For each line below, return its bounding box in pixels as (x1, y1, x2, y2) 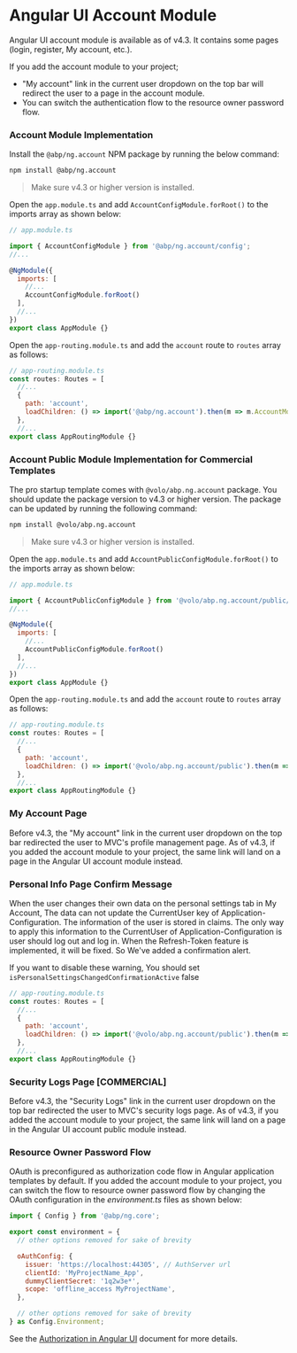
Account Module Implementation (9, 128, 154, 141)
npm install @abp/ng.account (9, 166, 117, 175)
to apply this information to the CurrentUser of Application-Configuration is (9, 926, 283, 937)
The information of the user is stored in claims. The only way (63, 916, 285, 927)
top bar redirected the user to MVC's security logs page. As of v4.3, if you (9, 1105, 278, 1116)
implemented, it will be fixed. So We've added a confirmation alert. (9, 945, 252, 955)
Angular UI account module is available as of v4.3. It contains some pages (9, 35, 279, 45)
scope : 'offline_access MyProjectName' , (25, 1285, 176, 1294)
